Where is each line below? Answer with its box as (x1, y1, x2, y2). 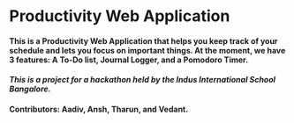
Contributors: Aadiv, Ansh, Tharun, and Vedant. (9, 104, 189, 114)
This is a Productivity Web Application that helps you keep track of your (9, 35, 278, 46)
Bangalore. (9, 83, 51, 94)
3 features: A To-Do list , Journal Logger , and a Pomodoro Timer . (9, 54, 249, 65)
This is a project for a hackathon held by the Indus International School (9, 75, 276, 85)
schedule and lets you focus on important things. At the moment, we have (9, 45, 286, 55)
